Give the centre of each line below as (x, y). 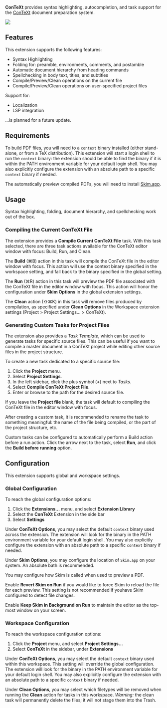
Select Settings (28, 520)
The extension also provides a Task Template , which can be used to (75, 336)
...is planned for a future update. (38, 120)
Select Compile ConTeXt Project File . (51, 387)
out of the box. (20, 217)
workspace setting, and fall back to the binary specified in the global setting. (84, 271)
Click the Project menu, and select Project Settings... (68, 644)
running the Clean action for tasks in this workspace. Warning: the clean (80, 695)
